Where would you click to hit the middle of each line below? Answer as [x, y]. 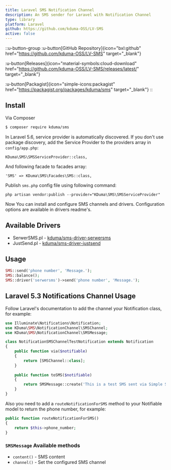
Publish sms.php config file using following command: [61, 185]
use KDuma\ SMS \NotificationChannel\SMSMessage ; [57, 333]
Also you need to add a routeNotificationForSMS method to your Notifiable [84, 403]
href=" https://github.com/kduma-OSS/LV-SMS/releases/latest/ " [72, 69]
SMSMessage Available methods [43, 446]
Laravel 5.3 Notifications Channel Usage [70, 296]
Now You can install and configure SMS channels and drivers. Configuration [85, 204]
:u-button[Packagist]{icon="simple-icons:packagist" [60, 84]
